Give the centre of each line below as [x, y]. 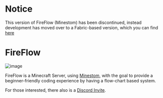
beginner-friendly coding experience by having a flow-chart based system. [81, 80]
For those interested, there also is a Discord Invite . [56, 90]
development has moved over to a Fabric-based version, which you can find [82, 27]
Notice [19, 9]
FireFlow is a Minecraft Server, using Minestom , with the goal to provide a [79, 75]
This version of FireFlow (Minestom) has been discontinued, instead [73, 22]
